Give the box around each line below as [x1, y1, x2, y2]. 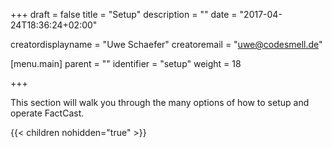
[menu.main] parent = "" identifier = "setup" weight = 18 [10, 58, 242, 69]
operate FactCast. [10, 107, 85, 119]
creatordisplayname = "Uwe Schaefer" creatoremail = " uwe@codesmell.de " [10, 39, 323, 50]
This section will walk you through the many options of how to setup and [10, 97, 310, 108]
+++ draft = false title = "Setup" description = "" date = [10, 9, 238, 20]
